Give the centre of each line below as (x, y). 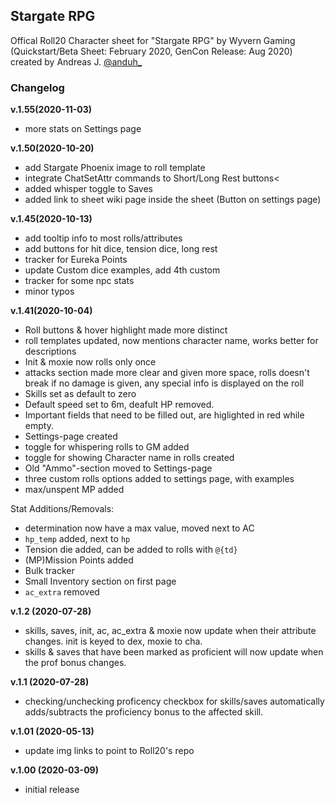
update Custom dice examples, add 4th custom (122, 270)
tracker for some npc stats (79, 281)
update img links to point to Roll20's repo (109, 751)
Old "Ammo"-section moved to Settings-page (118, 468)
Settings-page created (71, 436)
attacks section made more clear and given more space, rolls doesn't (167, 373)
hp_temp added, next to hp (77, 539)
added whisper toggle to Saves (88, 189)
